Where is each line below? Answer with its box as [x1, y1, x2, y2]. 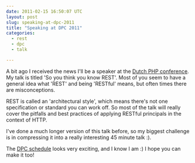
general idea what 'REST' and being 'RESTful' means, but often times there [6, 80, 187, 87]
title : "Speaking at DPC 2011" [6, 25, 83, 31]
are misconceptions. [6, 86, 56, 93]
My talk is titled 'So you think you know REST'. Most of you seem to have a [6, 74, 186, 81]
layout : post [6, 14, 38, 20]
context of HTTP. [6, 116, 47, 123]
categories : [6, 30, 35, 36]
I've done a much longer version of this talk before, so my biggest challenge [6, 127, 190, 134]
